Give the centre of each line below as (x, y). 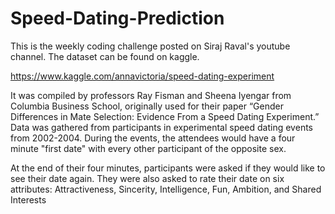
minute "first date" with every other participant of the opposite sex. (148, 148)
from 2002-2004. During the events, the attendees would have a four (153, 138)
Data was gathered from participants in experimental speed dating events (161, 127)
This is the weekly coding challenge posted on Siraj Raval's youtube (150, 46)
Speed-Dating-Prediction (117, 18)
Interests (28, 199)
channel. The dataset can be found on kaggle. (105, 56)
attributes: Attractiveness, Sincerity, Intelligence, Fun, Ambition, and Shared (166, 189)
